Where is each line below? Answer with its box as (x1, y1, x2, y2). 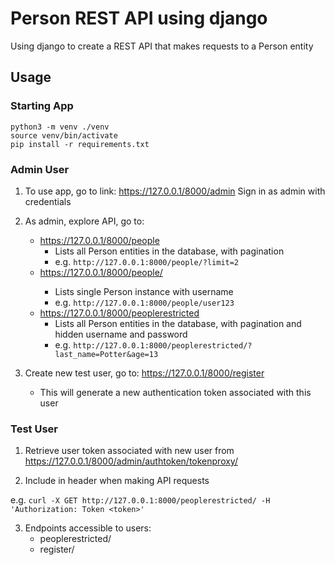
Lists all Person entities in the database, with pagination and (54, 317, 302, 329)
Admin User (10, 162, 70, 176)
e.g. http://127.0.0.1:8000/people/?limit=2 (54, 255, 240, 267)
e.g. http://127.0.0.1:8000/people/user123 (54, 296, 235, 308)
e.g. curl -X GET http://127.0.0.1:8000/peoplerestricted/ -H (10, 494, 271, 506)
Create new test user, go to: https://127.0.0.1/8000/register (24, 367, 265, 379)
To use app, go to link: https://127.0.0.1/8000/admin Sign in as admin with (24, 185, 326, 197)
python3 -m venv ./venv (10, 122, 110, 132)
